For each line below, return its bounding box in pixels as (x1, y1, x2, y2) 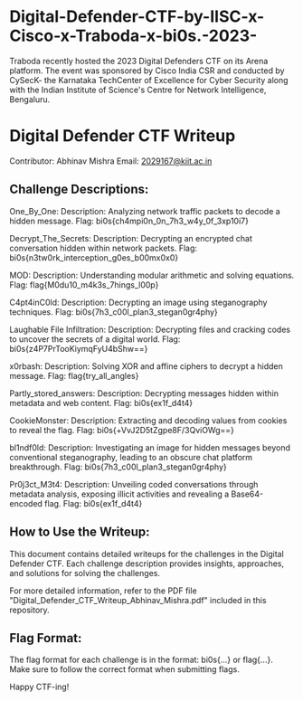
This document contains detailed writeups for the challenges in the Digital (9, 548, 285, 559)
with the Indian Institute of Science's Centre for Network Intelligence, (9, 84, 267, 95)
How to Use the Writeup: (9, 525, 151, 540)
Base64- (231, 488, 264, 499)
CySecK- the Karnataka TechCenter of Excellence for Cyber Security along (9, 74, 289, 85)
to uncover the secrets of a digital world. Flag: (9, 333, 181, 345)
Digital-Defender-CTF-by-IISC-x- (9, 6, 265, 27)
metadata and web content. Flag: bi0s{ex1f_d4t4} (9, 397, 194, 408)
